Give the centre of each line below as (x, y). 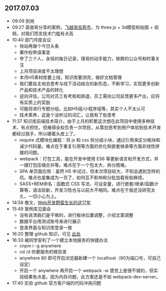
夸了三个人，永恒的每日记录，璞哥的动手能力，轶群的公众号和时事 (87, 58)
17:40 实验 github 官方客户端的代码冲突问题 (56, 283)
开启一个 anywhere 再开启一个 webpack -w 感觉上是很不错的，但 (86, 270)
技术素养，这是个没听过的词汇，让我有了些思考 (67, 115)
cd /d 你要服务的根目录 (43, 251)
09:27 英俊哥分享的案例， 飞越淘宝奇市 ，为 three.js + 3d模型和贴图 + (82, 27)
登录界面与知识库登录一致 (46, 227)
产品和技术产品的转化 (41, 90)
